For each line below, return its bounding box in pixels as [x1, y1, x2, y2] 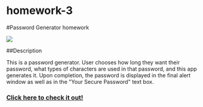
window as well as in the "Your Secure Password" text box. [6, 78, 154, 85]
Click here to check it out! [6, 93, 84, 102]
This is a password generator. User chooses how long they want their [6, 58, 181, 66]
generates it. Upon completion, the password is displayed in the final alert [6, 71, 191, 79]
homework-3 [6, 4, 73, 18]
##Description [6, 47, 43, 54]
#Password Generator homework [6, 24, 89, 31]
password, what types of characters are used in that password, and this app [6, 65, 198, 72]
